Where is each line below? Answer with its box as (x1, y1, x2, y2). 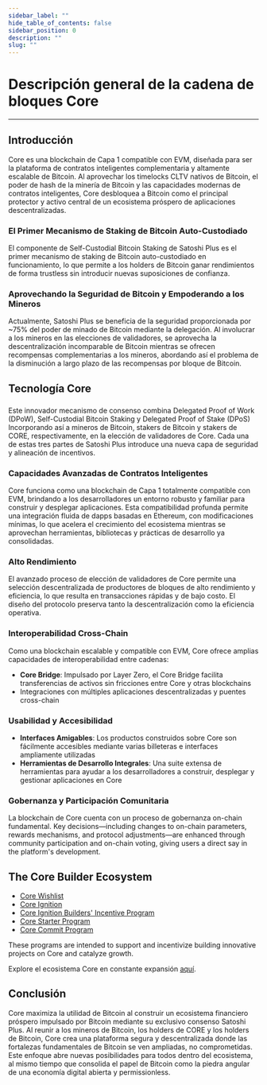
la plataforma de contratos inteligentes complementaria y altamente (8, 163, 230, 172)
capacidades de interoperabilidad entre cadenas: (8, 654, 169, 664)
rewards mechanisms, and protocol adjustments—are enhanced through (8, 830, 246, 839)
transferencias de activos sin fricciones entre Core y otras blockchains (19, 678, 252, 688)
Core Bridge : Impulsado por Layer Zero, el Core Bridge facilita (19, 669, 224, 680)
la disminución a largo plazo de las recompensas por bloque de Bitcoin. (8, 358, 242, 368)
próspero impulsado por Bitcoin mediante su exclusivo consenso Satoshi (8, 1017, 246, 1026)
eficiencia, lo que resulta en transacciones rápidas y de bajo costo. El (8, 591, 236, 601)
